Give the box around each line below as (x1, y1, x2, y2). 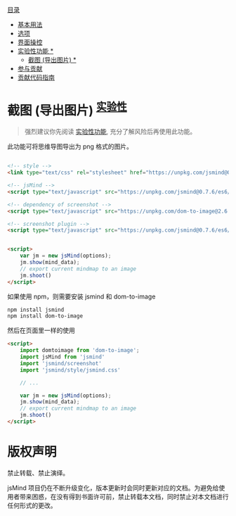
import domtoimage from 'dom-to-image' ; (20, 347, 140, 354)
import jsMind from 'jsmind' (20, 353, 105, 360)
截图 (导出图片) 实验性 (7, 100, 128, 119)
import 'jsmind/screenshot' (20, 360, 102, 367)
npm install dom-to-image (7, 313, 83, 320)
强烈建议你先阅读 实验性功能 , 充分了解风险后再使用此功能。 (24, 127, 197, 136)
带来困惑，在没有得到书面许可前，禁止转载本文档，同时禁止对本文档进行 (19, 492, 229, 501)
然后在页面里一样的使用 (7, 326, 75, 335)
